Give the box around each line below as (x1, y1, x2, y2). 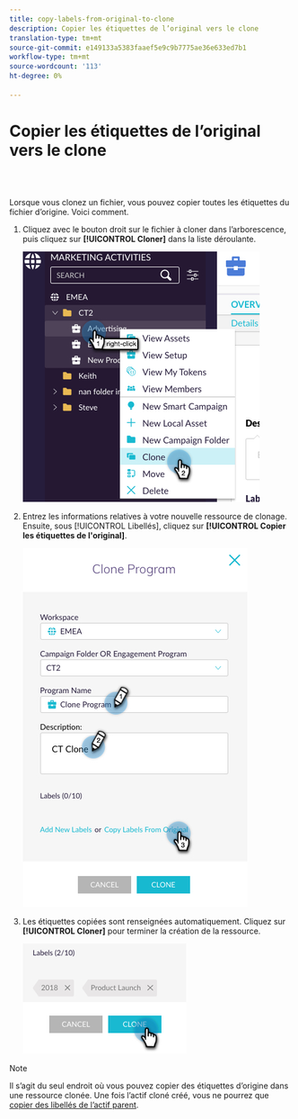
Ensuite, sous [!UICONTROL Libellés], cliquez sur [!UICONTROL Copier (22, 520, 286, 531)
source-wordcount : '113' (9, 62, 102, 71)
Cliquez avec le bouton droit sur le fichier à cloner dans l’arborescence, (22, 223, 287, 234)
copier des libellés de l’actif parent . (9, 1099, 139, 1110)
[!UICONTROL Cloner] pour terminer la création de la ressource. (22, 925, 261, 936)
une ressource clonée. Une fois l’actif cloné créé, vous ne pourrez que (9, 1089, 269, 1100)
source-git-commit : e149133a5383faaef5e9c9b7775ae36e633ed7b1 (9, 43, 247, 52)
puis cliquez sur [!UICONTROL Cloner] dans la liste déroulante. (22, 233, 257, 244)
